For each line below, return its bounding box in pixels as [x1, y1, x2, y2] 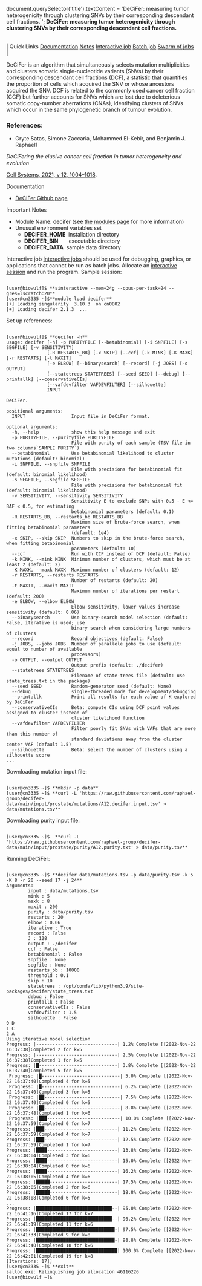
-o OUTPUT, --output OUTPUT [11, 657, 83, 663]
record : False [28, 930, 67, 936]
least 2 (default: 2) [6, 562, 61, 568]
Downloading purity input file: [6, 817, 80, 824]
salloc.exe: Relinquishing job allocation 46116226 [6, 1269, 139, 1275]
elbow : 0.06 [28, 919, 61, 926]
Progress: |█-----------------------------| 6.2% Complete [8, 1084, 161, 1090]
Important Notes [6, 206, 47, 214]
